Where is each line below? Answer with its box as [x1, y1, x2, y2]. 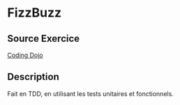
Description [7, 71, 59, 83]
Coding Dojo [7, 51, 43, 59]
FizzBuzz [7, 5, 62, 21]
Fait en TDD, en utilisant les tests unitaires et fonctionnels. [7, 89, 174, 98]
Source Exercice [7, 33, 80, 45]
